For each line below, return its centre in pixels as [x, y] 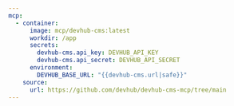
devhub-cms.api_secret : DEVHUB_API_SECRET [109, 61]
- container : [37, 23]
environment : [51, 68]
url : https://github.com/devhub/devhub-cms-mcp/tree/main [128, 90]
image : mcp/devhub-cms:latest [79, 30]
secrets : [44, 45]
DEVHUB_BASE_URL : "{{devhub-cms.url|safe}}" [112, 75]
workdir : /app [53, 38]
